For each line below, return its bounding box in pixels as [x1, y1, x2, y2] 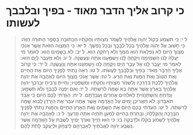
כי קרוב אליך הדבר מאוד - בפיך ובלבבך [6, 4, 185, 17]
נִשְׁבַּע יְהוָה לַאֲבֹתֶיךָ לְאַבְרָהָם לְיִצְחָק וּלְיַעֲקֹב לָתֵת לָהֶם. [20, 122, 134, 129]
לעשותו [6, 16, 40, 30]
